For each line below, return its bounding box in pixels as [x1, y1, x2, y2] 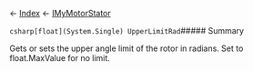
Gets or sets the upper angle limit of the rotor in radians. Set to [9, 43, 244, 54]
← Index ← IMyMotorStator [9, 8, 111, 18]
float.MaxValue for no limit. [9, 53, 111, 63]
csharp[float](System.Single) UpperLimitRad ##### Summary [9, 25, 244, 35]
